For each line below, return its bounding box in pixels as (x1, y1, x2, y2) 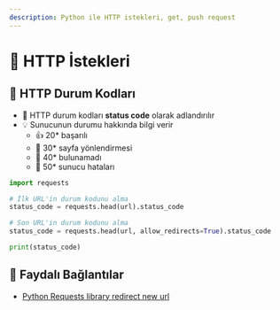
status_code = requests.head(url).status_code (9, 203, 184, 212)
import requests (9, 178, 69, 187)
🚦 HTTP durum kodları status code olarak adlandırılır (21, 110, 215, 120)
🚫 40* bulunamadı (35, 151, 102, 162)
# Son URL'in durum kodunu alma (9, 219, 128, 228)
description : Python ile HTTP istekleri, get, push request (9, 12, 237, 22)
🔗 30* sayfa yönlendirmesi (35, 143, 133, 153)
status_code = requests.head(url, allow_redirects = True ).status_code (9, 227, 272, 236)
